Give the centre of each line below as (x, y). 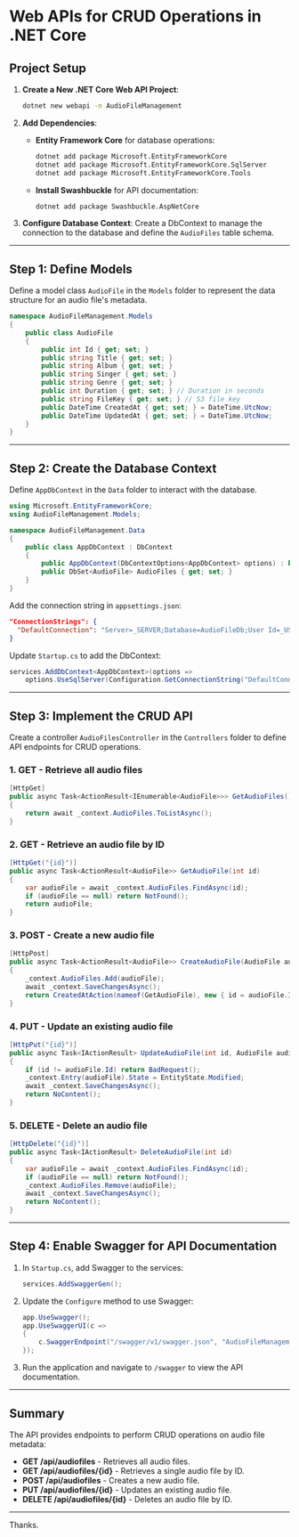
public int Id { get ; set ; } (95, 349)
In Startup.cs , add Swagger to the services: (103, 1267)
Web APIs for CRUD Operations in (135, 16)
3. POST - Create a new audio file (82, 935)
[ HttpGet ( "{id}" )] (43, 863)
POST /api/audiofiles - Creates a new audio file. (111, 1480)
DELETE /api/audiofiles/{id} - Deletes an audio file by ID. (127, 1499)
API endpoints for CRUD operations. (75, 747)
